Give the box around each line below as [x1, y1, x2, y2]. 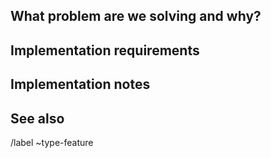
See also [10, 110, 65, 127]
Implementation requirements [10, 42, 200, 59]
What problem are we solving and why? [10, 8, 262, 25]
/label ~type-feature [10, 136, 94, 148]
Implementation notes [10, 76, 151, 93]
